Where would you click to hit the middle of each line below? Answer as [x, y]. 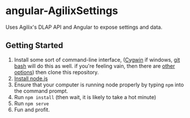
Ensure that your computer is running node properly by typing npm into [99, 85]
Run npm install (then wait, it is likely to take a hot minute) [85, 97]
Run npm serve [31, 103]
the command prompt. [41, 91]
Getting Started [34, 45]
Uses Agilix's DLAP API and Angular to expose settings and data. [84, 27]
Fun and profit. [32, 109]
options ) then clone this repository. [56, 72]
